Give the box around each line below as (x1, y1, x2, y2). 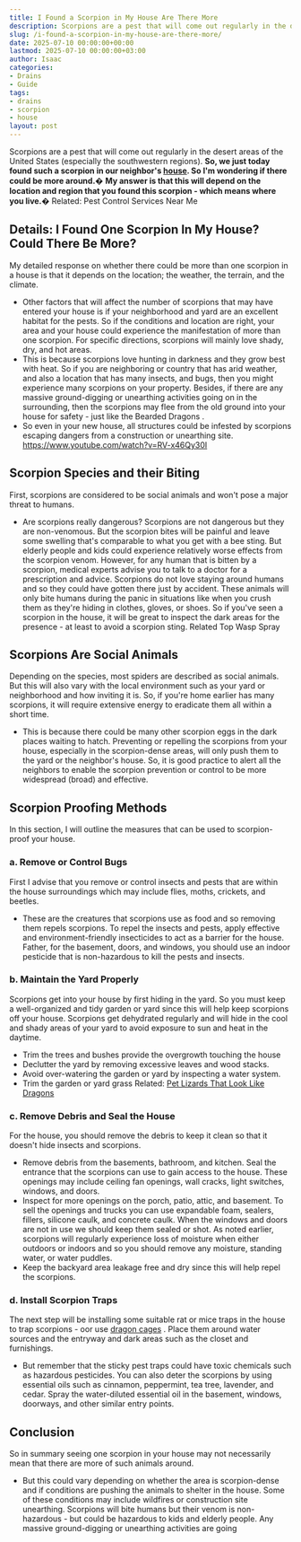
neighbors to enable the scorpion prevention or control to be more (21, 765, 267, 775)
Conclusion (9, 1424, 75, 1440)
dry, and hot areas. (21, 344, 92, 355)
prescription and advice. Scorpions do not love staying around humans (21, 574, 284, 584)
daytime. (9, 1031, 42, 1042)
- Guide (9, 80, 39, 89)
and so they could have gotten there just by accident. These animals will (21, 583, 289, 593)
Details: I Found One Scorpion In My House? (9, 222, 260, 238)
